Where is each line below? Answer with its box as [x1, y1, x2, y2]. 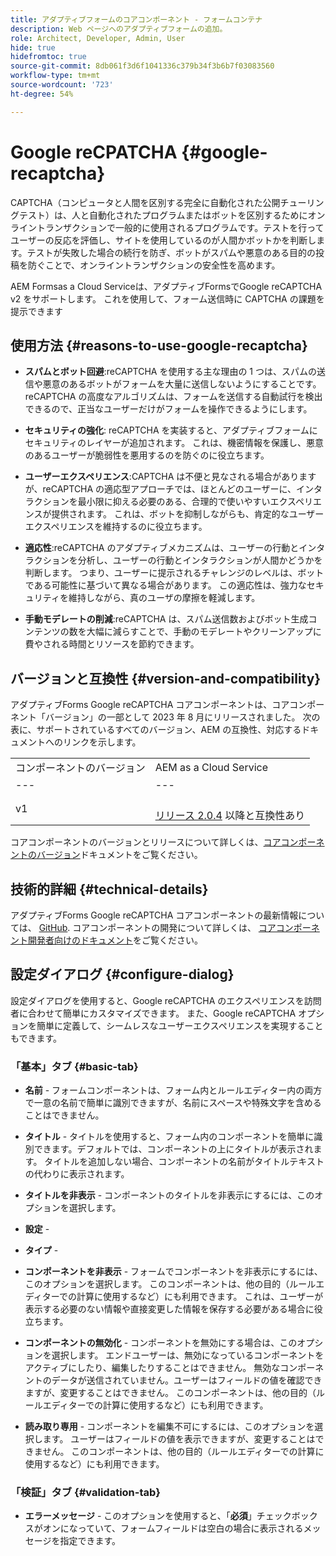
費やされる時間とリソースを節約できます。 [24, 638, 200, 650]
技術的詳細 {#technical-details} [10, 881, 209, 898]
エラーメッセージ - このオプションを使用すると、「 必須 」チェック [24, 1510, 292, 1522]
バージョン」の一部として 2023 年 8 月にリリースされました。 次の [44, 711, 321, 723]
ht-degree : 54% [10, 89, 74, 99]
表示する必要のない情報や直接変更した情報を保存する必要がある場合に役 [24, 1303, 323, 1315]
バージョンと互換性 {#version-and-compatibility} [10, 670, 322, 687]
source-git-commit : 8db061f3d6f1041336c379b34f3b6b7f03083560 [10, 61, 275, 71]
